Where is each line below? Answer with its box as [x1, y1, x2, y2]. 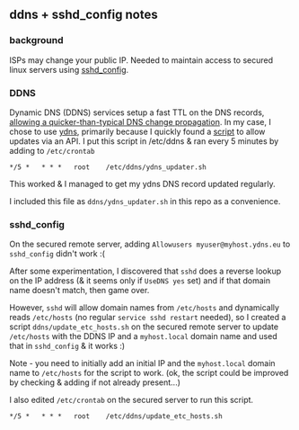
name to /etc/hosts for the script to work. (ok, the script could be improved [9, 368, 289, 379]
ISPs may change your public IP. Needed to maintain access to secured [9, 54, 274, 66]
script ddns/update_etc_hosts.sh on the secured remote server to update [9, 321, 279, 332]
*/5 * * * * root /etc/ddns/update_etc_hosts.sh [9, 412, 223, 421]
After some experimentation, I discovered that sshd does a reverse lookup [9, 265, 282, 277]
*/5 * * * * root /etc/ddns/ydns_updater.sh [9, 162, 207, 172]
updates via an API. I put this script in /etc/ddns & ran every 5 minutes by [9, 135, 279, 147]
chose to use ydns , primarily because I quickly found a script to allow [9, 126, 266, 137]
